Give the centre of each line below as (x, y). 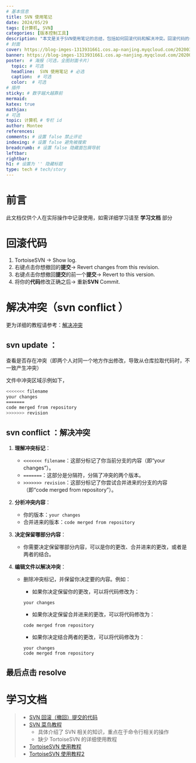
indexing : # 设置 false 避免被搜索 (46, 142)
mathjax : (17, 110)
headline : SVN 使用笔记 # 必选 (48, 71)
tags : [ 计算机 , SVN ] (30, 28)
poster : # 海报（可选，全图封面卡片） (49, 60)
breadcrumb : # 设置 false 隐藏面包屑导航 (53, 148)
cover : (14, 50)
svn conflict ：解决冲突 (48, 433)
